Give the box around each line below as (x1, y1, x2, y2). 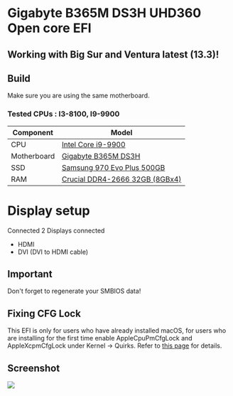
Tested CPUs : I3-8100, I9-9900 (7, 109, 120, 119)
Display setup (7, 203, 90, 218)
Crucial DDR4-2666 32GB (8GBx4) (61, 174, 182, 184)
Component (12, 127, 53, 137)
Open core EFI (7, 20, 92, 36)
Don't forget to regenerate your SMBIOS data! (7, 287, 141, 296)
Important (7, 268, 53, 280)
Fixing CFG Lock (7, 307, 82, 319)
